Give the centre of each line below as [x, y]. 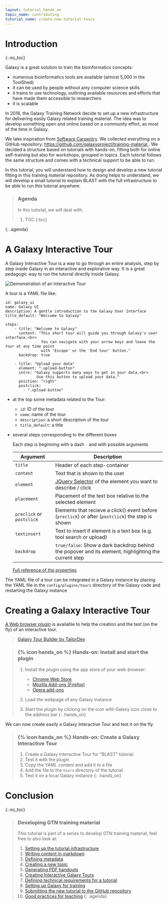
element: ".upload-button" [46, 368]
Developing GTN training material [59, 822]
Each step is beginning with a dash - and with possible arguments [80, 444]
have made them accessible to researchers [57, 99]
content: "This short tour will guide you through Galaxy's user [88, 333]
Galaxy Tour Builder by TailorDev [51, 639]
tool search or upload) [81, 537]
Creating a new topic [46, 864]
